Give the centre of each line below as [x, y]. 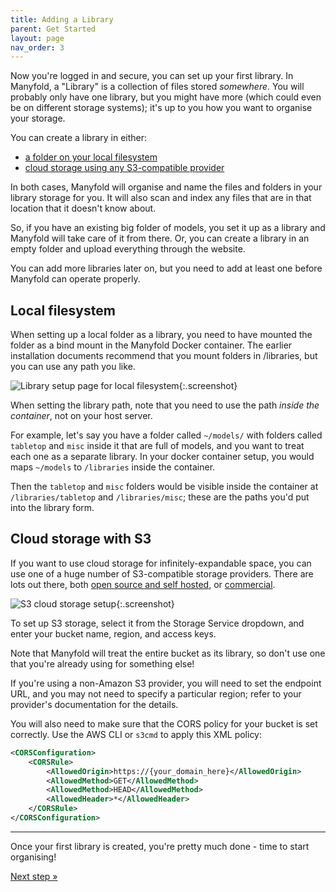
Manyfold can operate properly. [75, 279]
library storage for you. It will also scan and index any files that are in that [161, 198]
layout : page [37, 38]
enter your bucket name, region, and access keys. [113, 633]
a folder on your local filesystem [91, 157]
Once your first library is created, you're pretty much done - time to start [160, 846]
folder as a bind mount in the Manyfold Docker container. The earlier [151, 345]
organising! [33, 857]
